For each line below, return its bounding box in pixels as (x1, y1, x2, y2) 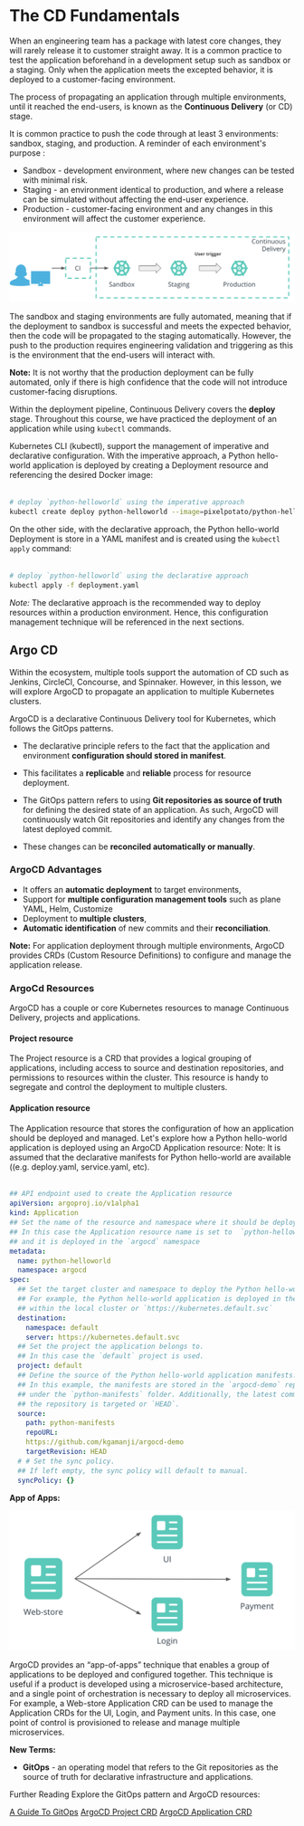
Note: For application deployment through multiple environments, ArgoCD (9, 940, 285, 951)
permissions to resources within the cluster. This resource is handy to (9, 1072, 269, 1083)
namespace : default (25, 1323, 100, 1332)
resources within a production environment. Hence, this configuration (9, 607, 269, 617)
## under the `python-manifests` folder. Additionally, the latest (17, 1390, 278, 1399)
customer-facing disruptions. (9, 387, 118, 397)
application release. (9, 959, 83, 970)
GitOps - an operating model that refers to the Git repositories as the (22, 1762, 279, 1773)
